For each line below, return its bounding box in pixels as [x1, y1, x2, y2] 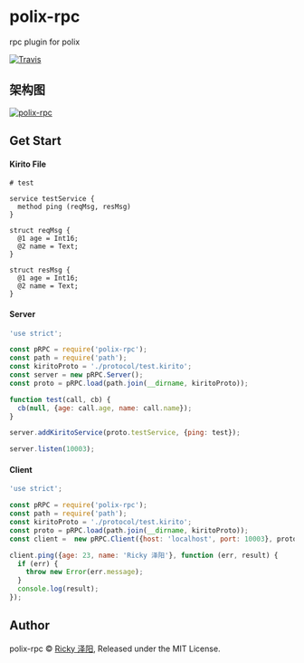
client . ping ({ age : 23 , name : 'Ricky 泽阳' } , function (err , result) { [9, 551, 279, 560]
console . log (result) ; [17, 584, 100, 594]
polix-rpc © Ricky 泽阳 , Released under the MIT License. [9, 643, 221, 654]
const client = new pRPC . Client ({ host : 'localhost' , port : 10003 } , [9, 534, 273, 543]
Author [9, 618, 50, 633]
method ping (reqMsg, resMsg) [17, 202, 131, 212]
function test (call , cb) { [9, 395, 111, 404]
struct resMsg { [9, 265, 71, 275]
